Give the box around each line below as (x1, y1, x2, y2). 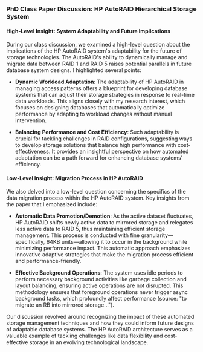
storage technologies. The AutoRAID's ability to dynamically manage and (6, 54, 188, 61)
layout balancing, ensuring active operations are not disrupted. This (14, 282, 184, 289)
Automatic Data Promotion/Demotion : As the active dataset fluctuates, (14, 212, 193, 220)
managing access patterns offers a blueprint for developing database (14, 85, 188, 92)
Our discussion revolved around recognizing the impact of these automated (6, 313, 195, 321)
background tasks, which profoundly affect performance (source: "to (14, 295, 187, 302)
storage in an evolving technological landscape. (29, 339, 149, 346)
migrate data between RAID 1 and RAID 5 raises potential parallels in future (6, 60, 192, 68)
